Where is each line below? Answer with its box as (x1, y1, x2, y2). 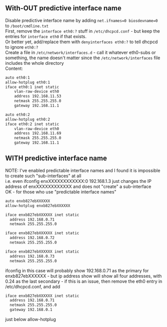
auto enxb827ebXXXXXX (5, 198, 50, 203)
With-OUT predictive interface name (5, 4, 121, 13)
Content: (5, 65, 23, 71)
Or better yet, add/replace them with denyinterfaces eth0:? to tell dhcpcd (5, 39, 158, 45)
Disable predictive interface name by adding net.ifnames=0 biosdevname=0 (5, 17, 158, 23)
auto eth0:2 (5, 112, 30, 117)
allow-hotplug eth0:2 (5, 117, 50, 122)
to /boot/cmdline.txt (5, 23, 49, 29)
